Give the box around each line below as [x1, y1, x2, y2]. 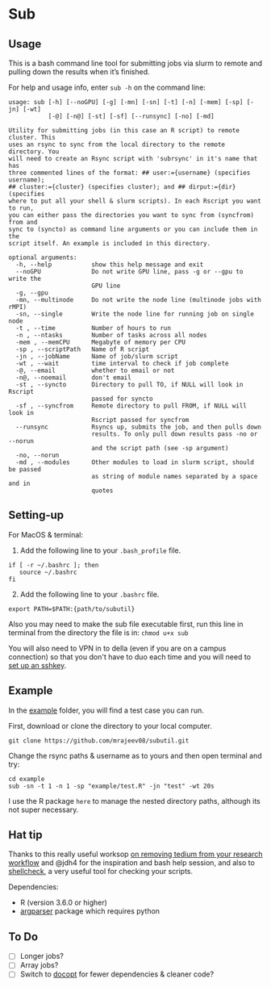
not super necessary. [8, 805, 79, 814]
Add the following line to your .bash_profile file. [19, 546, 181, 555]
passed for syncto [91, 395, 153, 403]
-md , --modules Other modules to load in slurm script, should [15, 458, 254, 466]
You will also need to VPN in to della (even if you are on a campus [8, 643, 227, 653]
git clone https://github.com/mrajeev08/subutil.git [8, 736, 190, 745]
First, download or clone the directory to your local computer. [8, 721, 212, 730]
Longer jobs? [19, 951, 65, 961]
